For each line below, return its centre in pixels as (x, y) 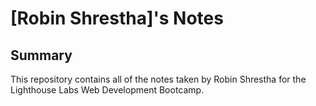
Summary (41, 55)
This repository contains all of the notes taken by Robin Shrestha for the (158, 79)
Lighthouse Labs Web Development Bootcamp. (107, 90)
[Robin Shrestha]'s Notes (117, 18)
